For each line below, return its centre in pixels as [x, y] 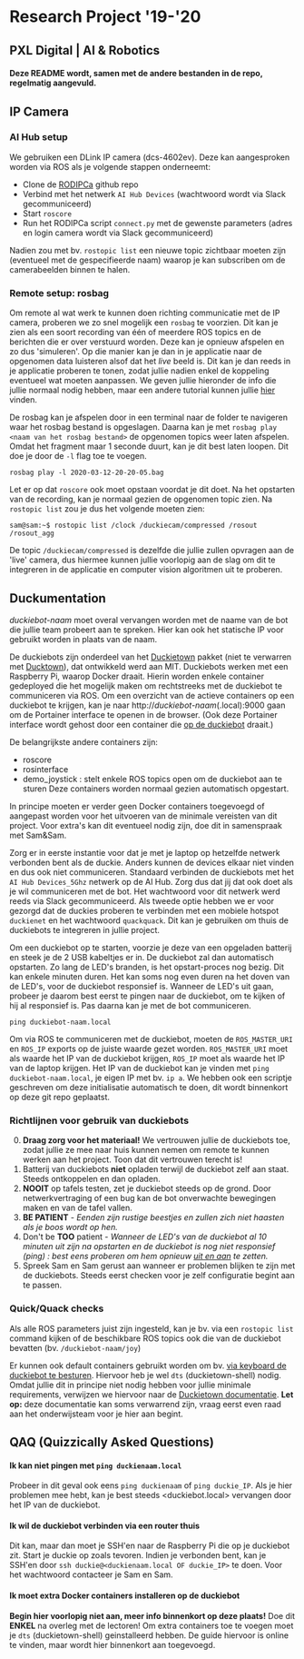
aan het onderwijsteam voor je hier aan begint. [96, 1414]
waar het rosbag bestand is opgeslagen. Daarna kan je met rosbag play [143, 427]
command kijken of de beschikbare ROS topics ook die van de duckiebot [145, 1338]
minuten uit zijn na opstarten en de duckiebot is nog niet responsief [149, 1247]
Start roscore [47, 213]
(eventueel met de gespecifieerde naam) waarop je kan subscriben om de [147, 260]
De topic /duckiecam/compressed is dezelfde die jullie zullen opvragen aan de [152, 551]
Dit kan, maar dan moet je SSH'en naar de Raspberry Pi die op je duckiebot [150, 1545]
